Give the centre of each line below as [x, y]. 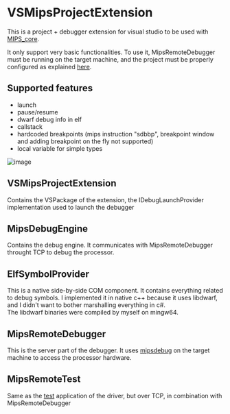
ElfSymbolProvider [48, 274]
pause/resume [37, 112]
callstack [30, 126]
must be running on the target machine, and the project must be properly [111, 59]
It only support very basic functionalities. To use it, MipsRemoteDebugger [111, 52]
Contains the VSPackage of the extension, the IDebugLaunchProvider [105, 199]
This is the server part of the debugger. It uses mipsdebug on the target [108, 350]
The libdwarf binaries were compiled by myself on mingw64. [93, 313]
